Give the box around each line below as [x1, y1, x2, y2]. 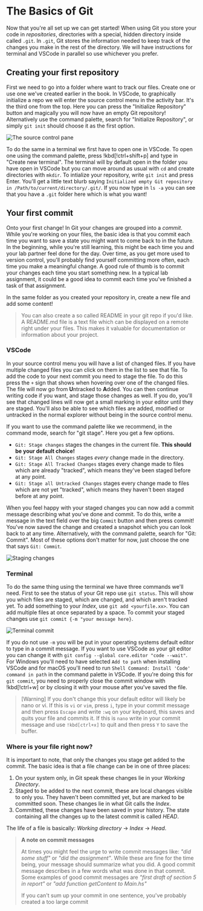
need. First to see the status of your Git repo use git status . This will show [6, 589, 194, 597]
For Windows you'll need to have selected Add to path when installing [6, 658, 181, 666]
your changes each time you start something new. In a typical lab [6, 269, 169, 276]
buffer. [21, 727, 38, 735]
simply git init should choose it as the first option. [6, 122, 135, 129]
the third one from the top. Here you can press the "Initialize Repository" [6, 103, 186, 110]
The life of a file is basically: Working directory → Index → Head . [6, 825, 167, 832]
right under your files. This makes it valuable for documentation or [21, 325, 186, 332]
